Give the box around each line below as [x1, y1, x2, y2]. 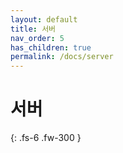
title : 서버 [10, 24, 57, 34]
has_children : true [10, 42, 92, 53]
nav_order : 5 [10, 33, 65, 43]
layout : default [10, 14, 78, 25]
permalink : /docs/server [10, 52, 114, 62]
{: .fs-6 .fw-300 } [10, 132, 82, 144]
